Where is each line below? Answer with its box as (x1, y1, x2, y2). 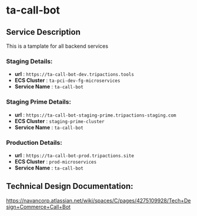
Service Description (6, 27, 81, 37)
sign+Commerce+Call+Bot (6, 203, 71, 210)
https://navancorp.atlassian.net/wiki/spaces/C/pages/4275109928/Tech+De (6, 197, 191, 204)
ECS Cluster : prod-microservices (14, 158, 97, 165)
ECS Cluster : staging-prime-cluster (14, 117, 105, 124)
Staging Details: (6, 57, 53, 65)
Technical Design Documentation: (6, 181, 133, 191)
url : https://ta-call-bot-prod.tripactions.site (14, 151, 134, 159)
